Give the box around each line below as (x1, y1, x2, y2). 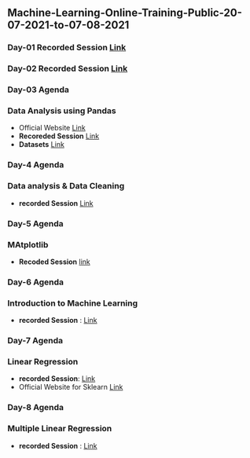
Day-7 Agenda (7, 335, 64, 346)
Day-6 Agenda (7, 277, 64, 288)
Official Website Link (18, 123, 86, 133)
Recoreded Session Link (18, 131, 100, 141)
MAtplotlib (7, 239, 49, 250)
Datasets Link (18, 140, 64, 149)
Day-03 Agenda (7, 84, 70, 95)
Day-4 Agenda (7, 159, 64, 170)
